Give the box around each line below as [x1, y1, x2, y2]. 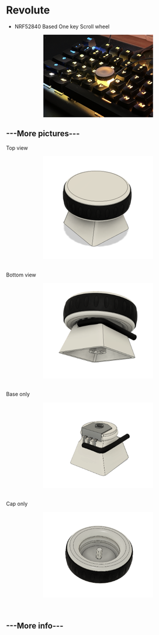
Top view [6, 144, 28, 151]
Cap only [6, 500, 28, 507]
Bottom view [6, 271, 36, 278]
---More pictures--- [6, 129, 80, 139]
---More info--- [6, 620, 64, 631]
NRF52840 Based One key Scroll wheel [14, 23, 110, 30]
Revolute [6, 4, 50, 17]
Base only [6, 391, 30, 398]
